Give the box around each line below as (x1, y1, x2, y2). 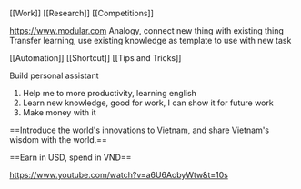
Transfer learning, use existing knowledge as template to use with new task (9, 35, 292, 45)
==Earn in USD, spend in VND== (9, 152, 132, 163)
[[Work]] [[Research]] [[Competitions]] (9, 8, 155, 18)
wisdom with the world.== (9, 134, 107, 144)
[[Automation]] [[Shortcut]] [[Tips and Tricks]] (9, 53, 182, 63)
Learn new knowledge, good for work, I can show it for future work (22, 97, 275, 108)
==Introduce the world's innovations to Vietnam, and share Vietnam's (9, 124, 270, 135)
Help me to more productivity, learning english (22, 88, 197, 98)
